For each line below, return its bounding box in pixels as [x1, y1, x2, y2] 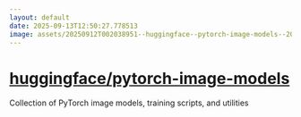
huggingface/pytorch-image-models [9, 68, 290, 88]
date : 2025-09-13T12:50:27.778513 [9, 21, 139, 30]
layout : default [9, 13, 70, 22]
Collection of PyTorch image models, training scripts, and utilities [9, 97, 249, 108]
